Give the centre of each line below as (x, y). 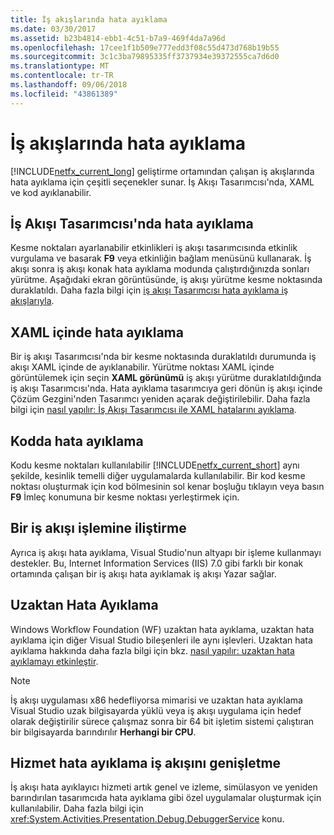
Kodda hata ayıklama (77, 441)
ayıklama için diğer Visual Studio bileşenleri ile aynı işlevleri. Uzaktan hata (161, 640)
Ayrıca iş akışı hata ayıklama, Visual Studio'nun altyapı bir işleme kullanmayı (166, 552)
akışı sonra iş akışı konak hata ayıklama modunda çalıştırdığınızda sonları (160, 269)
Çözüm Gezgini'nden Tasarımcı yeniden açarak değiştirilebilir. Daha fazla (160, 399)
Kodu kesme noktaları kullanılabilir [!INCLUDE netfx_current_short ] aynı (155, 465)
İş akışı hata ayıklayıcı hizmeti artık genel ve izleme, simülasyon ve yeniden (164, 787)
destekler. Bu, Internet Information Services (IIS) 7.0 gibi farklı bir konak (157, 563)
